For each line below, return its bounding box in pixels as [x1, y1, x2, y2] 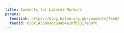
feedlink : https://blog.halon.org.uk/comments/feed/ [9, 16, 120, 21]
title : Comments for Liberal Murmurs [5, 7, 82, 12]
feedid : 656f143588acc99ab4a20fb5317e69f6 [9, 20, 98, 26]
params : [5, 12, 21, 16]
